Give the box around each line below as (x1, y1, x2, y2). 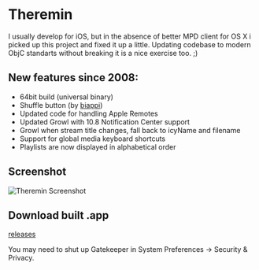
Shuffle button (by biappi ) (19, 100, 103, 109)
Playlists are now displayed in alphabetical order (19, 142, 176, 151)
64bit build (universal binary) (19, 92, 114, 102)
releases (8, 230, 36, 239)
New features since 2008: (8, 71, 139, 84)
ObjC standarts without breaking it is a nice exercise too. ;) (8, 48, 198, 57)
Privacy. (8, 253, 35, 263)
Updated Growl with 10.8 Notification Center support (19, 117, 191, 127)
